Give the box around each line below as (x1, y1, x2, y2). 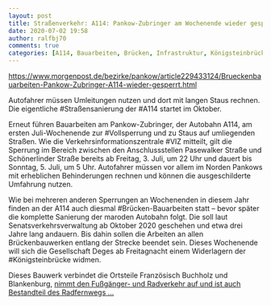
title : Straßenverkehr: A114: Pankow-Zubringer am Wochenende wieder (8, 19, 248, 27)
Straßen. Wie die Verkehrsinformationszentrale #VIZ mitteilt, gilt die (8, 137, 232, 146)
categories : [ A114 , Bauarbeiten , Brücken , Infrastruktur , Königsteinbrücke (8, 49, 269, 57)
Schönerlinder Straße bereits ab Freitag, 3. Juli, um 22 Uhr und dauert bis (8, 154, 252, 163)
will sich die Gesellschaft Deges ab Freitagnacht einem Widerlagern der (8, 246, 246, 256)
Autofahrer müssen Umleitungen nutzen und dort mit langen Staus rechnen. (8, 96, 261, 105)
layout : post (8, 11, 52, 20)
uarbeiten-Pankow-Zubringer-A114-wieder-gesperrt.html (8, 80, 198, 89)
